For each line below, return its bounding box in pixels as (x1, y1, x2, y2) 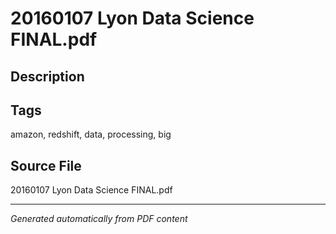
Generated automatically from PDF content (10, 213, 188, 225)
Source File (10, 157, 82, 174)
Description (10, 68, 85, 85)
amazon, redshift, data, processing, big (10, 128, 172, 141)
